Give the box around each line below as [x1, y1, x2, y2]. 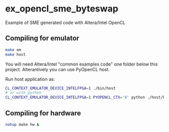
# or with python [5, 90, 42, 95]
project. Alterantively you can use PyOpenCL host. [5, 66, 110, 72]
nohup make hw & [5, 122, 39, 127]
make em [5, 47, 22, 52]
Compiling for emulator [5, 34, 79, 42]
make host [5, 52, 26, 57]
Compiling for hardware [5, 108, 81, 117]
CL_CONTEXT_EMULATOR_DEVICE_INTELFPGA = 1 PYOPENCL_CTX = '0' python [5, 95, 145, 100]
